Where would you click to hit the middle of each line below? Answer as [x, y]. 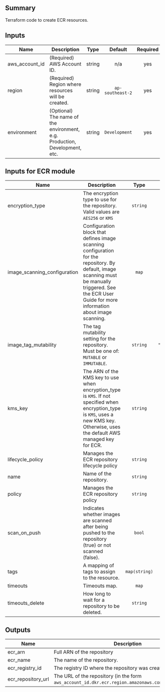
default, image [99, 269]
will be [57, 97]
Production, [63, 141]
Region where [65, 84]
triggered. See [99, 288]
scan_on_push [24, 533]
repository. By [99, 263]
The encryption [101, 193]
